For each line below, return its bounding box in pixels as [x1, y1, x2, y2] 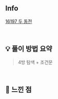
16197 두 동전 [5, 18, 32, 24]
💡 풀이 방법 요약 [5, 44, 52, 53]
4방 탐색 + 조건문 [17, 59, 53, 65]
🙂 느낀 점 [5, 85, 32, 94]
